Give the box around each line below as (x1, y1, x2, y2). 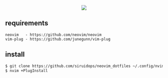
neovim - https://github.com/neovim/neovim (5, 32, 101, 37)
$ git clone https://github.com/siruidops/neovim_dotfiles (5, 63, 131, 68)
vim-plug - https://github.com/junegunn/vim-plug (5, 36, 111, 41)
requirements (5, 19, 48, 27)
